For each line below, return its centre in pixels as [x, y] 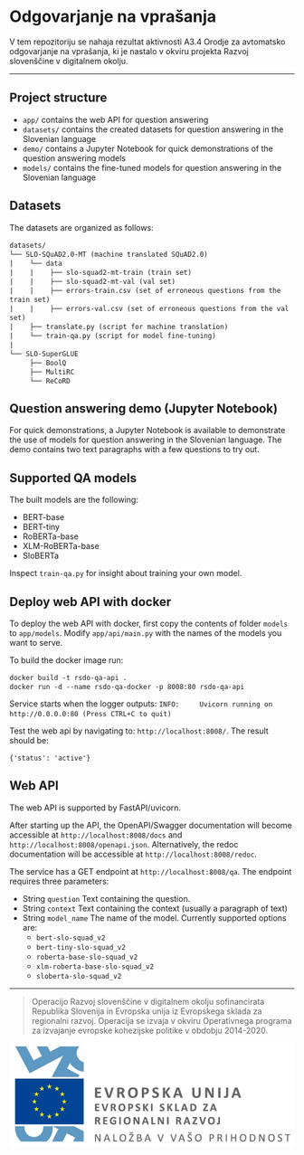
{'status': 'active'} [50, 758]
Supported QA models [73, 478]
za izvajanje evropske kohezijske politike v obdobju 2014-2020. [150, 1030]
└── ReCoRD [50, 381]
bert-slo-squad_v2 [71, 938]
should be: [29, 740]
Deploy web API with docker [90, 602]
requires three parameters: [59, 881]
